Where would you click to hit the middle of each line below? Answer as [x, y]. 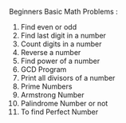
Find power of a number [60, 61]
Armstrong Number [52, 95]
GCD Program [43, 69]
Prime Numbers [46, 86]
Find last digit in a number [63, 36]
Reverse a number [51, 52]
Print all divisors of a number [68, 78]
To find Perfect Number [59, 112]
